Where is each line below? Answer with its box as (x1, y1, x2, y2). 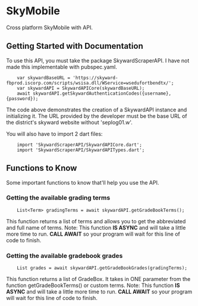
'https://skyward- (72, 74, 118, 81)
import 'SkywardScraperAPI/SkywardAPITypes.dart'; (17, 147, 145, 153)
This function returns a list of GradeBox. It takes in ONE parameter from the (6, 276, 191, 283)
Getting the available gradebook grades (6, 251, 123, 260)
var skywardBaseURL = (17, 74, 70, 81)
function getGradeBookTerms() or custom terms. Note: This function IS (6, 282, 180, 289)
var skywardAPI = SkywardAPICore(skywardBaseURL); (17, 85, 145, 91)
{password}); (6, 95, 39, 102)
